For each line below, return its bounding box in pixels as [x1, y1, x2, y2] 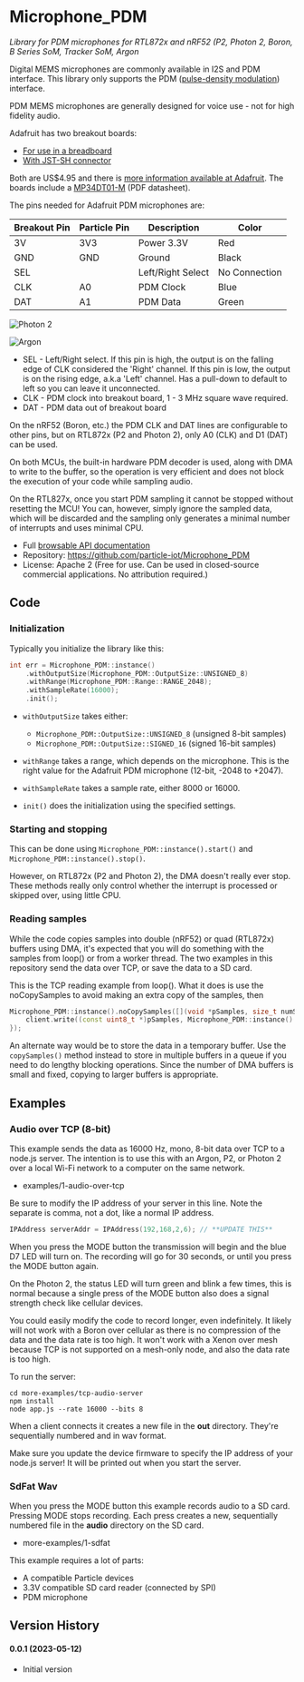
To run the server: [9, 1371, 77, 1382]
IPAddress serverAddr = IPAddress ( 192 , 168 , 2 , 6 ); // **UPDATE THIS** [9, 1225, 273, 1234]
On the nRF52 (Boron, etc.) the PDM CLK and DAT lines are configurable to [9, 419, 288, 430]
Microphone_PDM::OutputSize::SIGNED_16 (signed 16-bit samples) [35, 738, 277, 748]
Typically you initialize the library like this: [9, 642, 165, 654]
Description [147, 220, 200, 233]
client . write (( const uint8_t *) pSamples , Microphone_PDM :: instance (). [25, 1015, 298, 1024]
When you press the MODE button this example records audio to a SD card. [9, 1501, 290, 1511]
